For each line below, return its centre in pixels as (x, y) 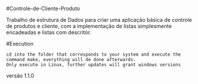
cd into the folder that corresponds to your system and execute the (94, 55)
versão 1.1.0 (20, 75)
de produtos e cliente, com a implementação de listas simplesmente (89, 26)
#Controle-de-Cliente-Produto (43, 9)
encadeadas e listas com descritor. (49, 32)
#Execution (20, 44)
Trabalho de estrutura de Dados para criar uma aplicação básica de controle (99, 20)
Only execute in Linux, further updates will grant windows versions (94, 65)
